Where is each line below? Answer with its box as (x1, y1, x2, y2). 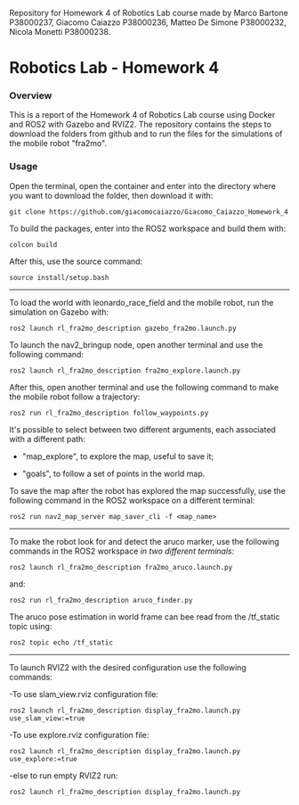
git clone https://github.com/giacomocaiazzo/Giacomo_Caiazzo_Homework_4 (9, 207, 289, 217)
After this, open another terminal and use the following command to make (9, 382, 279, 392)
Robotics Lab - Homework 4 (9, 58, 220, 78)
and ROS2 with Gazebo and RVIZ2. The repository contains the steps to (9, 119, 271, 130)
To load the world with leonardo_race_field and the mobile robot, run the (9, 297, 274, 308)
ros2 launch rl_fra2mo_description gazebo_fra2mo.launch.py (9, 324, 238, 333)
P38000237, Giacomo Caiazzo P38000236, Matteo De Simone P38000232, (9, 17, 287, 28)
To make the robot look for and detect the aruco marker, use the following (9, 536, 280, 546)
